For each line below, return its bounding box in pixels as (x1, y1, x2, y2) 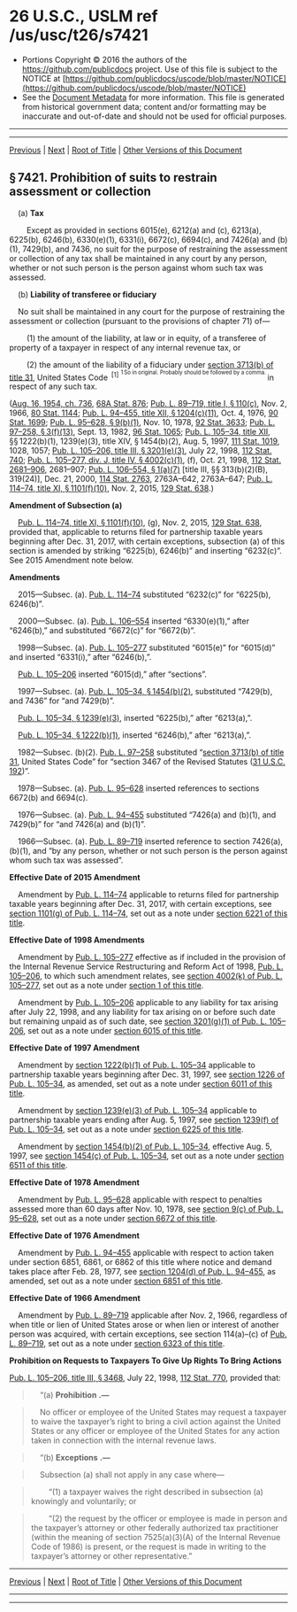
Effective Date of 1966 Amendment (9, 1293, 141, 1304)
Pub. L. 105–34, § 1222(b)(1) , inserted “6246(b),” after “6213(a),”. (17, 730, 252, 740)
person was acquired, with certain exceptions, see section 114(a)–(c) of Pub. (9, 1329, 287, 1339)
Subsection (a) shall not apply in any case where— (39, 1469, 225, 1480)
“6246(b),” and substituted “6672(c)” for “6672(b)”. (9, 625, 196, 636)
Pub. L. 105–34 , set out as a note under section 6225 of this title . (9, 1124, 244, 1135)
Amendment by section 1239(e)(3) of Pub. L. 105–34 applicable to (17, 1105, 257, 1116)
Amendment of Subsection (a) (9, 500, 123, 511)
